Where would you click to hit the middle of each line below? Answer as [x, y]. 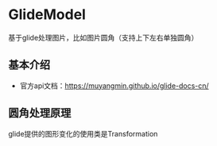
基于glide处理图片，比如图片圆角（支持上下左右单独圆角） [103, 37]
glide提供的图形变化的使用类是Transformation [83, 133]
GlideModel [47, 15]
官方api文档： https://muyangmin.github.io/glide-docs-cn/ [114, 86]
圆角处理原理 [40, 113]
